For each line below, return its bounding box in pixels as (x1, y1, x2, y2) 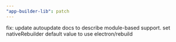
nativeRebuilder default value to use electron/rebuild (6, 30, 133, 37)
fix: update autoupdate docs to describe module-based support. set (6, 24, 170, 31)
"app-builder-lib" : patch (6, 8, 69, 14)
